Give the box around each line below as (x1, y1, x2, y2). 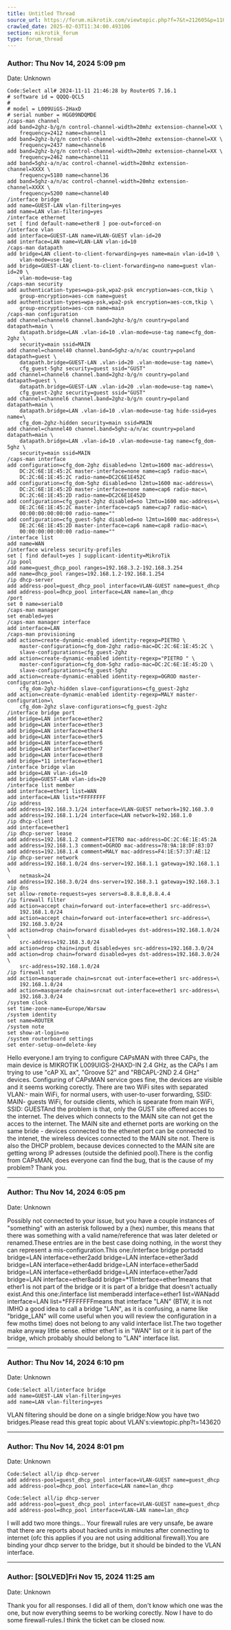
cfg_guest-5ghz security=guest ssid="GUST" (19, 365, 146, 373)
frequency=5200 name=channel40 (19, 190, 109, 197)
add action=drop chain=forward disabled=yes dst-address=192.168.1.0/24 (7, 927, 220, 934)
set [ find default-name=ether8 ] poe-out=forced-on (7, 220, 162, 228)
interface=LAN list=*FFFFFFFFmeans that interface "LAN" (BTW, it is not (7, 1297, 212, 1305)
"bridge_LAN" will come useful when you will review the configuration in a (7, 1312, 217, 1320)
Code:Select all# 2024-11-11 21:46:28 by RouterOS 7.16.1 (7, 88, 177, 95)
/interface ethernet (7, 215, 67, 222)
